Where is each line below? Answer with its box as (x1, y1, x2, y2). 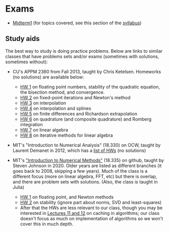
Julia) (12, 184, 24, 190)
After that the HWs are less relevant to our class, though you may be (20, 205, 163, 211)
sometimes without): (5, 59, 48, 65)
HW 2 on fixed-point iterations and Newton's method (20, 94, 131, 100)
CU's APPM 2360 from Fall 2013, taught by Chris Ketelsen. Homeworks (12, 68, 161, 74)
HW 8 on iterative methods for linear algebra (20, 132, 113, 138)
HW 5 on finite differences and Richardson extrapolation (20, 110, 138, 117)
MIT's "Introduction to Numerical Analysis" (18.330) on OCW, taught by (12, 142, 161, 148)
